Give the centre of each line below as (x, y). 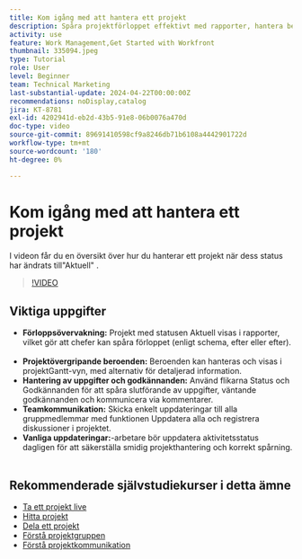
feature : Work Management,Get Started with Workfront (112, 43)
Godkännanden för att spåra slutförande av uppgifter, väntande (139, 390)
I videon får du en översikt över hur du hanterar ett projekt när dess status (146, 256)
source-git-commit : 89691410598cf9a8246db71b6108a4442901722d (128, 135)
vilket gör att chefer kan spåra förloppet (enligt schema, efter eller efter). (157, 342)
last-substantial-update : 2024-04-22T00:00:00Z (100, 93)
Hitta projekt (45, 517)
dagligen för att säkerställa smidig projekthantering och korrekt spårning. (157, 448)
